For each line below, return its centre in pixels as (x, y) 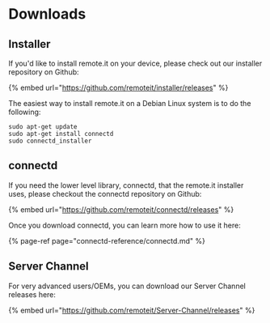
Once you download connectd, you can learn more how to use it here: (124, 225)
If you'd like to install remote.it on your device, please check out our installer (135, 63)
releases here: (32, 294)
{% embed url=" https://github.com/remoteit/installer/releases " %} (118, 87)
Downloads (47, 14)
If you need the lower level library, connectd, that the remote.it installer (126, 185)
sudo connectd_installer (50, 141)
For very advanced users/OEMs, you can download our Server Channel (127, 286)
